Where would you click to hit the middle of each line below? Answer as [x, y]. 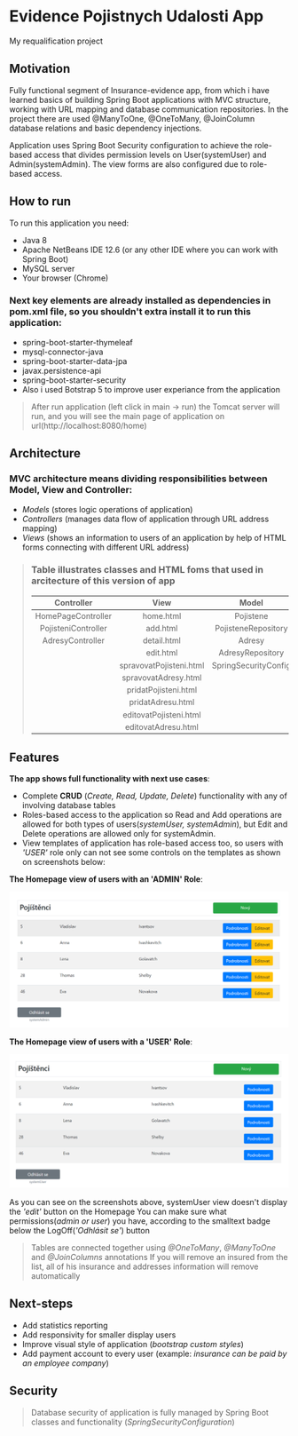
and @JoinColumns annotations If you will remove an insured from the [159, 1257]
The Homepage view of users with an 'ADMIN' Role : [106, 879]
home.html [162, 615]
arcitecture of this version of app [103, 581]
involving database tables [69, 805]
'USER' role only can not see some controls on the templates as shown [151, 853]
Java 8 [34, 240]
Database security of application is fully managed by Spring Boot [149, 1412]
